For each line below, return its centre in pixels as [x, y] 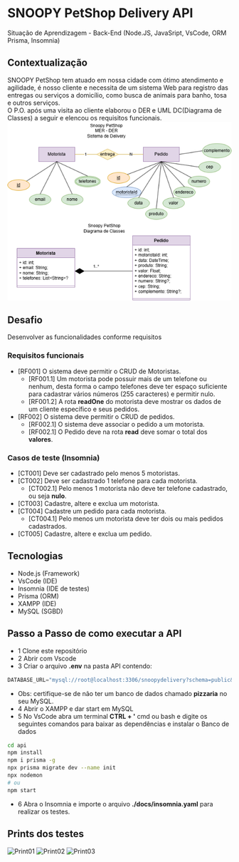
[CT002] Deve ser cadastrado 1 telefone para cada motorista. [107, 481]
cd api [17, 745]
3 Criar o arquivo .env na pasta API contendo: [85, 666]
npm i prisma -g [31, 760]
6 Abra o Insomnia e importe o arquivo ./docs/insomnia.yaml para [115, 804]
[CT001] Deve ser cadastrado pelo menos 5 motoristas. [99, 473]
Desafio [25, 320]
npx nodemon [25, 775]
